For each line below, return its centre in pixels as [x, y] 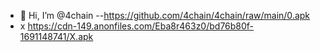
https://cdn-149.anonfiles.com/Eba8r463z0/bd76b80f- [141, 26]
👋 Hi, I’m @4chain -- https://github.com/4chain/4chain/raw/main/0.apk [165, 15]
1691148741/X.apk [56, 36]
